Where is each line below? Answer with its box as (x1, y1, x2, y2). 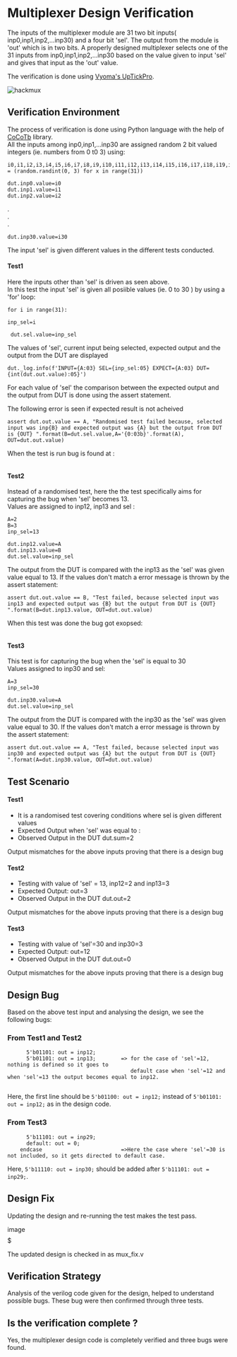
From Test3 (7, 1117, 47, 1127)
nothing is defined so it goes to (7, 1061, 109, 1068)
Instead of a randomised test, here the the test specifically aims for (7, 487, 202, 496)
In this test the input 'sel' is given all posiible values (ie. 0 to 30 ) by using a (7, 285, 226, 293)
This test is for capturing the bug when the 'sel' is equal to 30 (7, 657, 186, 665)
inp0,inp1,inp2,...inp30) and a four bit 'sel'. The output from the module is (7, 35, 219, 44)
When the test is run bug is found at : (7, 449, 115, 458)
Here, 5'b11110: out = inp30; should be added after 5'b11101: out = (7, 1165, 209, 1173)
